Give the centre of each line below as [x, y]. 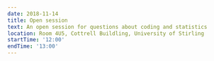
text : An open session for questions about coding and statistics [107, 27]
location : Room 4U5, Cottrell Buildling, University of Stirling [106, 33]
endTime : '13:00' [33, 46]
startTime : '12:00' [36, 40]
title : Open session [38, 20]
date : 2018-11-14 [33, 14]
